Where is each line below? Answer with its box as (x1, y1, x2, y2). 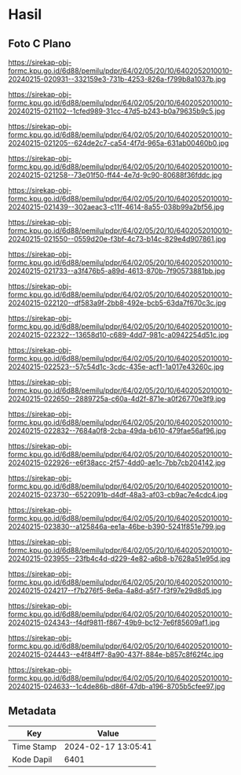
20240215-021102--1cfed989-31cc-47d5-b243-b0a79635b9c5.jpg (8, 106, 225, 116)
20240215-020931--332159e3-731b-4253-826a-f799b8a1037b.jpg (8, 75, 226, 83)
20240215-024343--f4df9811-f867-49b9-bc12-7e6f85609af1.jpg (8, 618, 220, 627)
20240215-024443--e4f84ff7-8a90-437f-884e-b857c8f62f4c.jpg (8, 650, 224, 659)
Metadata (8, 704, 57, 718)
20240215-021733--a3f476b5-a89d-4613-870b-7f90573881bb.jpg (8, 266, 225, 275)
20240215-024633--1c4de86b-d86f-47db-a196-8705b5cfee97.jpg (8, 682, 225, 691)
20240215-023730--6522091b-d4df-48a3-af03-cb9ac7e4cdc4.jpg (8, 490, 228, 499)
